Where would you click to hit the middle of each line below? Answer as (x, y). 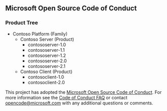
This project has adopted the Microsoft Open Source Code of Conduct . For (83, 92)
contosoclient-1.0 (46, 77)
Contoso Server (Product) (47, 39)
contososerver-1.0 (47, 45)
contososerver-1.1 (46, 50)
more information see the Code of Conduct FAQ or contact (66, 97)
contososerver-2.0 (47, 61)
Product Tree (22, 23)
